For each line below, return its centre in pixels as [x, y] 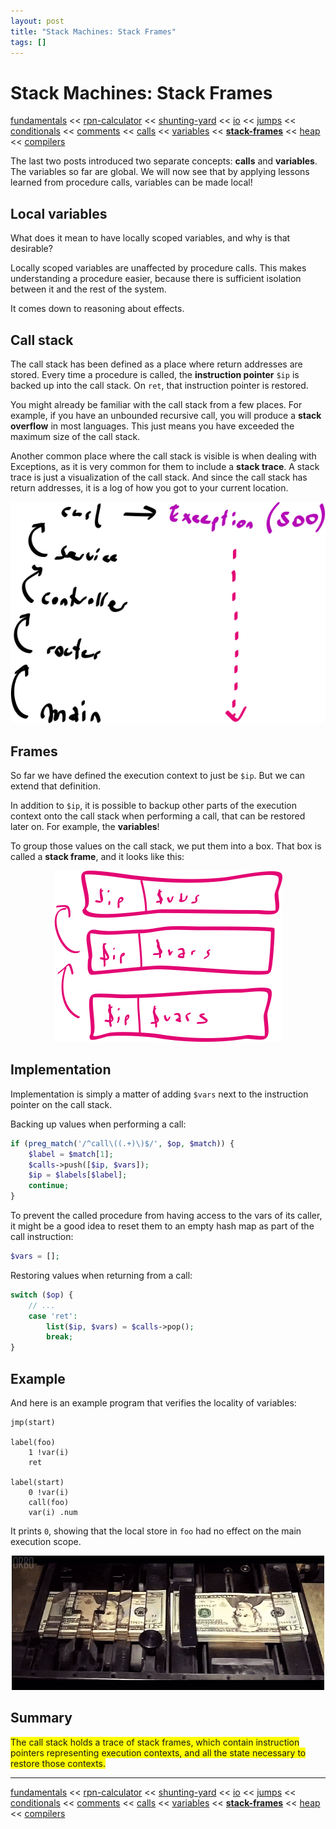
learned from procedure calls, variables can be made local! [131, 182]
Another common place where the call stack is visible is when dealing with [163, 456]
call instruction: [42, 1237]
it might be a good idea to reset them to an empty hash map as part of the [162, 1226]
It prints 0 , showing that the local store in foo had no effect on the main [156, 1531]
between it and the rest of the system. [88, 289]
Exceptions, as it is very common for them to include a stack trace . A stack [165, 466]
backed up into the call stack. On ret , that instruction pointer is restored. [159, 385]
